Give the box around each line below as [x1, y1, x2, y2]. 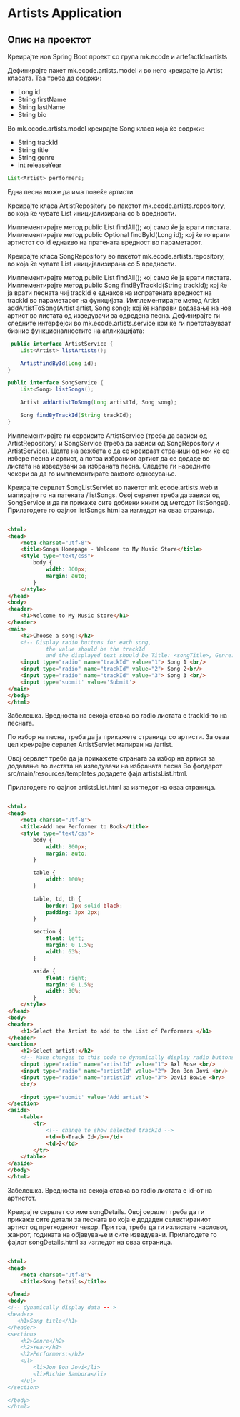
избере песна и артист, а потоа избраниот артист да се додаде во [7, 454, 210, 462]
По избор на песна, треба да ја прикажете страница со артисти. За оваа [7, 733, 230, 741]
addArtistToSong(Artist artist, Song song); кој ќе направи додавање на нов [7, 304, 232, 312]
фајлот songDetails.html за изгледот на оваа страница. [7, 1238, 173, 1246]
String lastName [17, 103, 66, 111]
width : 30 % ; [45, 988, 81, 995]
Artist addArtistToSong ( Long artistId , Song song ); [20, 399, 177, 406]
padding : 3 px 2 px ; [45, 908, 101, 916]
